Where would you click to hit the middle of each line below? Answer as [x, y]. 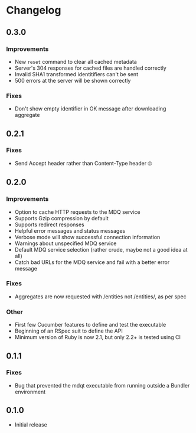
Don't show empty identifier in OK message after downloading [90, 109]
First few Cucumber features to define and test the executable [90, 325]
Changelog [34, 10]
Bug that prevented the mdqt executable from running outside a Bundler [102, 385]
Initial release [31, 424]
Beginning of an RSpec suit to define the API [68, 331]
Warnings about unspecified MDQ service [66, 243]
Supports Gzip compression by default [62, 218]
